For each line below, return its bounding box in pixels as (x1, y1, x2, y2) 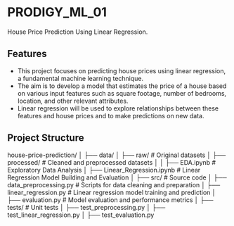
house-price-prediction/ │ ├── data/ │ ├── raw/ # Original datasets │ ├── (7, 151, 226, 159)
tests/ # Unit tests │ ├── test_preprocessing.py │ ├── (7, 203, 166, 211)
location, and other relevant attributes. (17, 96, 129, 105)
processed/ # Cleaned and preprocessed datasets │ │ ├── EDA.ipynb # (7, 158, 216, 166)
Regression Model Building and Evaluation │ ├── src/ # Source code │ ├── (7, 173, 227, 182)
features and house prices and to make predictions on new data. (17, 111, 204, 120)
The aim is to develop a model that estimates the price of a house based (17, 82, 227, 90)
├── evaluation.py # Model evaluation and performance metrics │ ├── (7, 195, 214, 204)
